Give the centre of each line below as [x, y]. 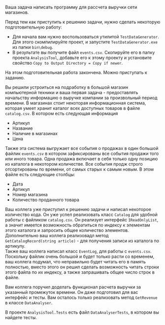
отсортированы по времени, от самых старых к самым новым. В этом [80, 169]
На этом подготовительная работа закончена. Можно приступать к [76, 72]
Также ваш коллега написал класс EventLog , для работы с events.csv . [78, 251]
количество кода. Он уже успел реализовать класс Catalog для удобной [81, 215]
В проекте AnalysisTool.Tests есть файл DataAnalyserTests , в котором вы [82, 312]
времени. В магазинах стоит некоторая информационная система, [76, 103]
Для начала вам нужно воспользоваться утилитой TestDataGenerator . [85, 37]
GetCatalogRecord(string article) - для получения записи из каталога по [82, 241]
